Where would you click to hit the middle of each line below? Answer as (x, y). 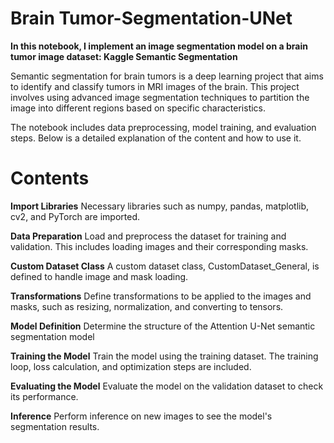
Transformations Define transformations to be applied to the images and (161, 296)
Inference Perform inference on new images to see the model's (141, 416)
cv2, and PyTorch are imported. (75, 216)
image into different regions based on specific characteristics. (138, 108)
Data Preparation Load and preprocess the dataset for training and (148, 236)
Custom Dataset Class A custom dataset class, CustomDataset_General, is (165, 266)
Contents (50, 178)
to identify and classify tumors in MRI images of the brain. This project (155, 86)
